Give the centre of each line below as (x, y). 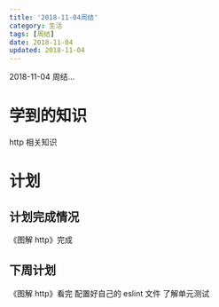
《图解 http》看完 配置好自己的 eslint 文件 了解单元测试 (109, 293)
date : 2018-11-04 (41, 42)
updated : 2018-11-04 (47, 51)
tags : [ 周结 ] (32, 34)
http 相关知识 (33, 142)
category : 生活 (36, 26)
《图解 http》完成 (41, 240)
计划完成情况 (44, 217)
